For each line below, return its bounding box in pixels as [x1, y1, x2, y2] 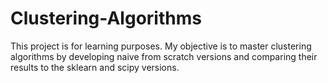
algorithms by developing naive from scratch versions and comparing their [10, 50, 318, 62]
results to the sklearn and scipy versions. [10, 61, 180, 73]
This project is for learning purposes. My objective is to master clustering [10, 40, 312, 52]
